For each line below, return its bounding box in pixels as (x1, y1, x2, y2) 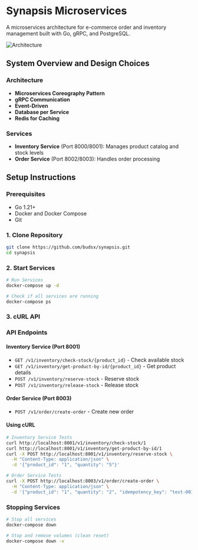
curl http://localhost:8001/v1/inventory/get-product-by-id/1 (6, 446, 162, 451)
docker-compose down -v (6, 538, 65, 544)
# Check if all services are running (6, 293, 99, 299)
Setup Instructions (6, 172, 76, 182)
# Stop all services (6, 516, 57, 522)
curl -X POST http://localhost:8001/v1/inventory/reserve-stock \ (6, 451, 173, 457)
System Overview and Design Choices (6, 58, 150, 68)
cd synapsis (6, 250, 35, 256)
